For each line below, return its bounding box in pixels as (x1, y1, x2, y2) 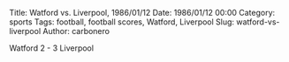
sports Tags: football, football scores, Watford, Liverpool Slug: (9, 17, 235, 27)
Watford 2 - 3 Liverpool (9, 43, 95, 53)
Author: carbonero (42, 26, 110, 36)
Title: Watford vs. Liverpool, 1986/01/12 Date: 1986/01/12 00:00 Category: (9, 8, 276, 17)
